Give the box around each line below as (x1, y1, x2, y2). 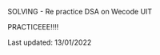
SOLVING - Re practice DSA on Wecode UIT (7, 7, 153, 16)
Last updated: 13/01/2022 (7, 37, 92, 47)
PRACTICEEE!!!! (7, 22, 59, 31)
